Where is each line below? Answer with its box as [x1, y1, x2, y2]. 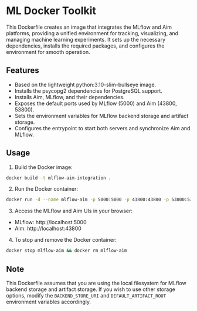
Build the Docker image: [14, 163, 73, 171]
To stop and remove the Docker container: [14, 236, 117, 244]
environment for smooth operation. [6, 48, 90, 55]
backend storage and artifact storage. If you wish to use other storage [6, 286, 176, 293]
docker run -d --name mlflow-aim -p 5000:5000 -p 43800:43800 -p [6, 197, 169, 203]
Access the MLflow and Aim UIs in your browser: [14, 207, 133, 215]
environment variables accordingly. [6, 298, 91, 305]
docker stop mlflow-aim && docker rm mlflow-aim [6, 248, 127, 253]
